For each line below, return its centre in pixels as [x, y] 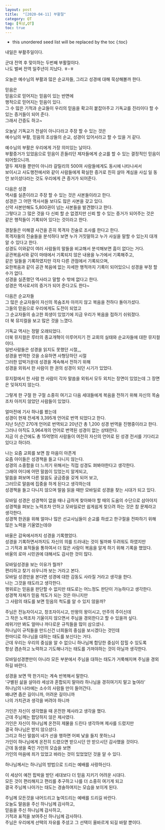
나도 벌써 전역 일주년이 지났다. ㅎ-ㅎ [40, 69]
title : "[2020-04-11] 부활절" [36, 14]
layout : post [18, 10]
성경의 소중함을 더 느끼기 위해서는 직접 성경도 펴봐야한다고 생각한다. [70, 465]
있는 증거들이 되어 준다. [28, 114]
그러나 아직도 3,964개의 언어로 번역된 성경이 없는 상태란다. [62, 430]
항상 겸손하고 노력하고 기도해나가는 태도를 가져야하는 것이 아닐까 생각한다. [76, 649]
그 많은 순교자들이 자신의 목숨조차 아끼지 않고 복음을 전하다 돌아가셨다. [73, 302]
